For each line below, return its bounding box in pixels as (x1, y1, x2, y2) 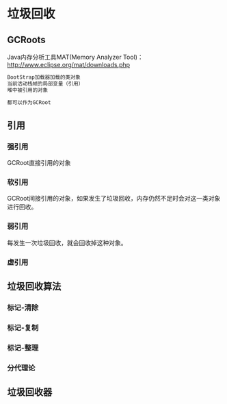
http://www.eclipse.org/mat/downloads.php (7, 61, 131, 68)
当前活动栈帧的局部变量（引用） (7, 80, 84, 87)
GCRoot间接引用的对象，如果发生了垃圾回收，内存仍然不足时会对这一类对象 (7, 194, 221, 203)
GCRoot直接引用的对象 (7, 159, 71, 167)
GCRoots (7, 34, 46, 45)
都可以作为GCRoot (7, 99, 51, 106)
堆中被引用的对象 (7, 86, 49, 93)
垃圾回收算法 (7, 281, 62, 292)
